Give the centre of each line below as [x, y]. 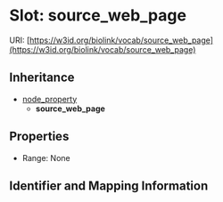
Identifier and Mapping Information [109, 186]
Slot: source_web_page [98, 16]
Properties [39, 137]
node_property [50, 99]
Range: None [46, 158]
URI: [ [20, 40]
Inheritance [42, 78]
